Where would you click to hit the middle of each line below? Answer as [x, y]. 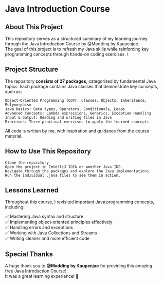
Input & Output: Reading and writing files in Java [58, 117]
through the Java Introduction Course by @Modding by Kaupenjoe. [72, 44]
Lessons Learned [32, 190]
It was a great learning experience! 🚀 [42, 276]
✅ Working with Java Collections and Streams [51, 233]
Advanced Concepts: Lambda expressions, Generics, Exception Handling [78, 113]
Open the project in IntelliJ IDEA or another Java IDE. [64, 167]
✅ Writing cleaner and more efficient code [47, 238]
